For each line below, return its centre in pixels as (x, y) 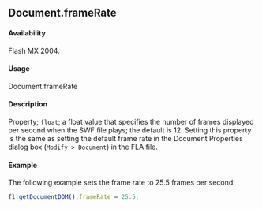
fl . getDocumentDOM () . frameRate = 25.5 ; (74, 197)
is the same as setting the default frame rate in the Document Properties (125, 138)
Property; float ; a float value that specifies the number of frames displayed (131, 122)
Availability (27, 33)
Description (28, 104)
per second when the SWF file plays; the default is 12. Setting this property (130, 130)
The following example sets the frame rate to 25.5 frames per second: (122, 183)
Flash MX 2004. (34, 50)
